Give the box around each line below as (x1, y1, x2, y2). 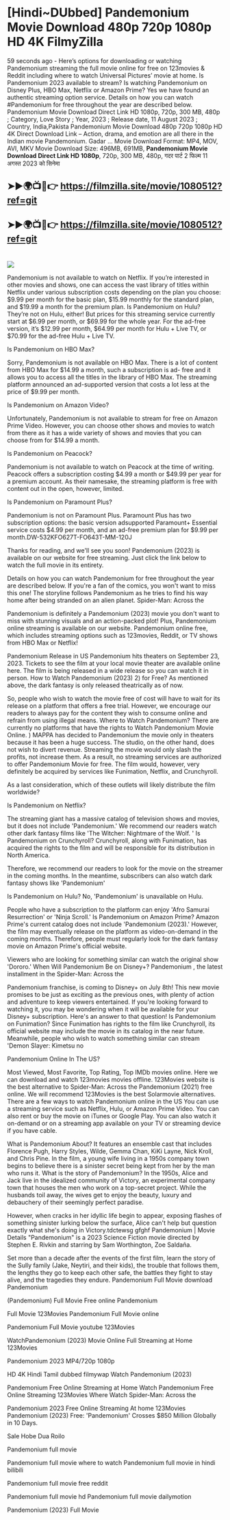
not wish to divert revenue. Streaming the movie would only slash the (7, 745, 202, 753)
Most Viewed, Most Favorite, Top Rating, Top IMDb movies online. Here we (7, 1068, 218, 1076)
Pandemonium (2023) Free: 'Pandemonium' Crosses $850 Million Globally (7, 1411, 217, 1419)
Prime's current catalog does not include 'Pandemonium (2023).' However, (7, 920, 218, 928)
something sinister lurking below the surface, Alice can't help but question (7, 1219, 217, 1227)
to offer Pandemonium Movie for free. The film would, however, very (7, 760, 200, 768)
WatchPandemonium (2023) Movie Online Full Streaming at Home (7, 1336, 193, 1344)
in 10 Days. (7, 1418, 38, 1427)
